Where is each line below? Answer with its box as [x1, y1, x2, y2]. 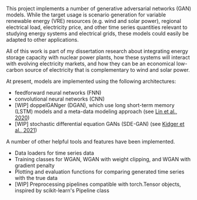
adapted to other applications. [6, 36, 79, 43]
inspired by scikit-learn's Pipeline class [14, 187, 110, 194]
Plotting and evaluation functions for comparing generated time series [14, 168, 185, 175]
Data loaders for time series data [14, 149, 94, 156]
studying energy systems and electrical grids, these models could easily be [6, 30, 189, 37]
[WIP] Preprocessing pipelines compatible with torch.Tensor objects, [14, 181, 181, 188]
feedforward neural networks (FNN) [14, 89, 102, 96]
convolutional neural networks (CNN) [14, 95, 105, 102]
